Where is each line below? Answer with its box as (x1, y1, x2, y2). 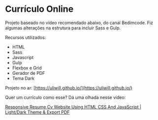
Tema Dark (12, 75, 35, 81)
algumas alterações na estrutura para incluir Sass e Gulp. (5, 25, 121, 30)
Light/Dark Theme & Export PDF (5, 109, 70, 115)
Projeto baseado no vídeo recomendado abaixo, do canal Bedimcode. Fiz (5, 20, 154, 26)
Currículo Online (5, 3, 74, 15)
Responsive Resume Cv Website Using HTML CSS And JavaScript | (5, 104, 141, 110)
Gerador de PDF (12, 70, 45, 76)
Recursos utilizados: (5, 34, 46, 40)
